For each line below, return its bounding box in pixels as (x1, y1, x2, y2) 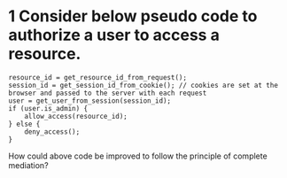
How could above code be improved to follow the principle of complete (8, 151, 268, 161)
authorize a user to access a (8, 25, 221, 45)
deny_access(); (24, 127, 81, 136)
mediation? (8, 159, 50, 170)
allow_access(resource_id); (24, 112, 128, 120)
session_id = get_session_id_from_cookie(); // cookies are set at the (8, 81, 278, 89)
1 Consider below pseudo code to (8, 6, 258, 27)
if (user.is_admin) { (8, 104, 89, 112)
